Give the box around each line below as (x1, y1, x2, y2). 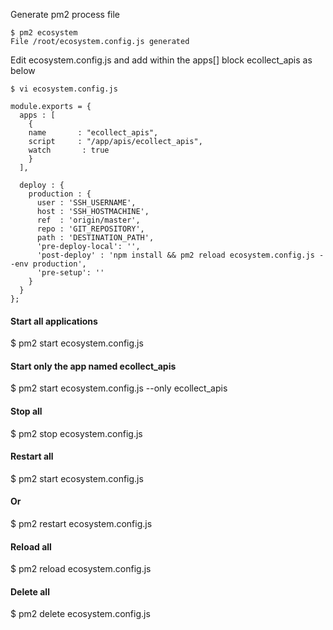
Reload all (10, 540, 52, 553)
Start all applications (10, 315, 98, 327)
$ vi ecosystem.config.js (10, 84, 118, 94)
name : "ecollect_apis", (28, 128, 159, 138)
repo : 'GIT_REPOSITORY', (36, 224, 145, 234)
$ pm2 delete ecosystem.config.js (10, 608, 151, 620)
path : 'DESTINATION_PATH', (36, 233, 155, 243)
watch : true (28, 145, 110, 155)
